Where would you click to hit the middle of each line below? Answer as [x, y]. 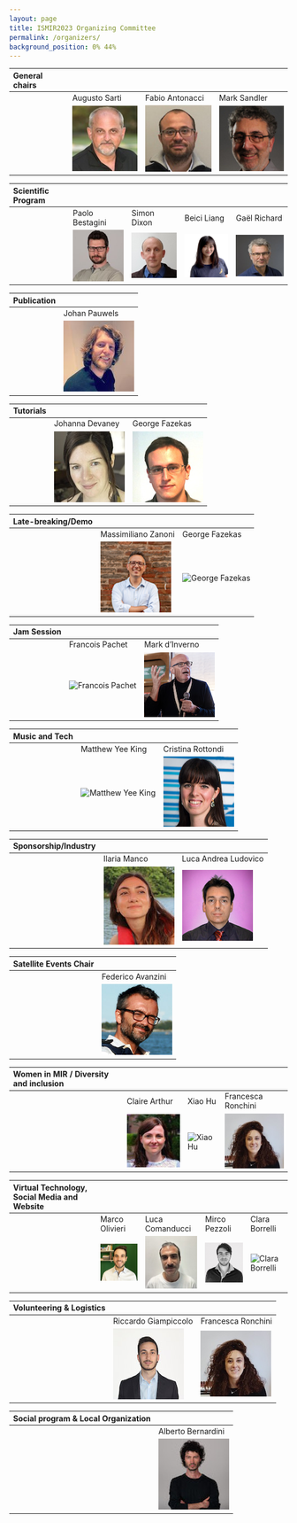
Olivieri [113, 1229]
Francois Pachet [99, 645]
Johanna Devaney [87, 423]
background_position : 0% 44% [63, 47]
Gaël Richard [259, 218]
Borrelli [263, 1229]
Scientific [31, 190]
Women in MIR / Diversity [61, 1074]
